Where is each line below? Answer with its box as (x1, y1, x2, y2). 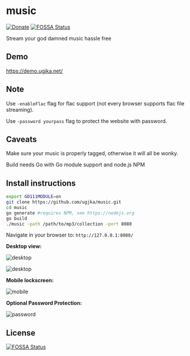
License (6, 328, 36, 338)
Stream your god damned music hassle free (6, 35, 112, 42)
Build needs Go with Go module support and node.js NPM (6, 161, 145, 168)
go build (6, 215, 27, 221)
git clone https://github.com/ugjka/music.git (6, 199, 122, 206)
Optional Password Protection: (6, 300, 82, 307)
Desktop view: (6, 243, 42, 250)
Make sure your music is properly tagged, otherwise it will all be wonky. (6, 150, 178, 157)
